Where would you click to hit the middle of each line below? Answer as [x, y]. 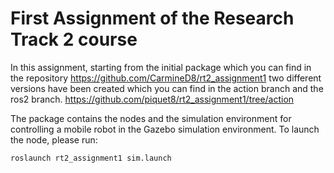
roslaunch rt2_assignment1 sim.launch [91, 158]
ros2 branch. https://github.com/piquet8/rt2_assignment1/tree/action [152, 99]
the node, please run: [54, 139]
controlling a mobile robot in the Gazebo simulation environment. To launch [165, 129]
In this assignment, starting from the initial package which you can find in [161, 67]
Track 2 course [74, 39]
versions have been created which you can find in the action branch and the [167, 88]
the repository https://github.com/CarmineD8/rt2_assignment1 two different [166, 78]
